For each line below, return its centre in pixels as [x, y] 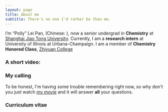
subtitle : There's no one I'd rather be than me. [58, 19]
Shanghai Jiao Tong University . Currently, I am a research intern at [74, 38]
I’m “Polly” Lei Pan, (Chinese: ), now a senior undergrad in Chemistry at [79, 33]
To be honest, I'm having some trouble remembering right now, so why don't [84, 86]
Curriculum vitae [26, 104]
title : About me [22, 14]
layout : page [19, 10]
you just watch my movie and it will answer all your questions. [69, 92]
